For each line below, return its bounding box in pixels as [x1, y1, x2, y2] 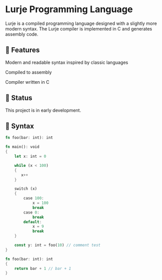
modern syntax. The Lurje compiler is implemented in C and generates [5, 25, 152, 31]
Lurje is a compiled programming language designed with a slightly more [5, 20, 157, 26]
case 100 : [23, 196, 44, 201]
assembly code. [5, 31, 39, 37]
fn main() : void [5, 145, 39, 150]
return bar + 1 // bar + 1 [14, 266, 71, 271]
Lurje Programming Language [5, 4, 133, 15]
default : [23, 219, 42, 224]
